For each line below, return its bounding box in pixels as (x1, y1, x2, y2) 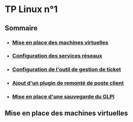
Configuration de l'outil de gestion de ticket (12, 66, 121, 73)
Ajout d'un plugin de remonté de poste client (12, 79, 124, 87)
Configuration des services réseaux (12, 52, 102, 59)
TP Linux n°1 (5, 4, 58, 15)
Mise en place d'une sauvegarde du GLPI (12, 93, 115, 100)
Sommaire (5, 24, 38, 32)
